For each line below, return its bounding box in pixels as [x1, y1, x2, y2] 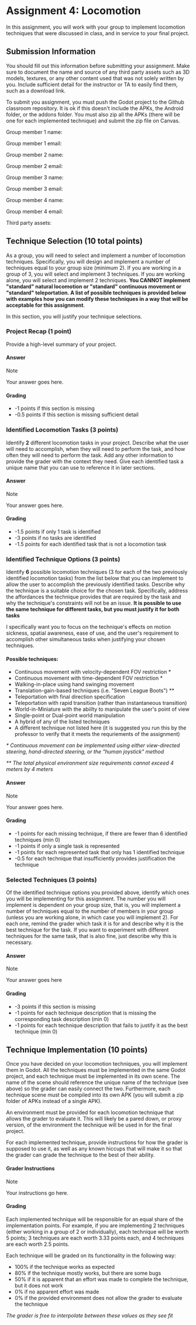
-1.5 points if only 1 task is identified [14, 528, 101, 535]
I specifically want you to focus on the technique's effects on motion [6, 624, 171, 631]
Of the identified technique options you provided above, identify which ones [6, 889, 190, 896]
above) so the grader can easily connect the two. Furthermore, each [6, 1085, 171, 1093]
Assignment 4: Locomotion [6, 4, 141, 18]
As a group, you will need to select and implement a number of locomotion [6, 252, 186, 259]
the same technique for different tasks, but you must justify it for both [6, 606, 180, 613]
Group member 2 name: [6, 151, 64, 158]
